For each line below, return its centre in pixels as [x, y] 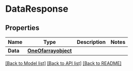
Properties [22, 28]
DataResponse [37, 9]
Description [91, 42]
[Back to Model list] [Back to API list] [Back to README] [63, 63]
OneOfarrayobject [49, 51]
